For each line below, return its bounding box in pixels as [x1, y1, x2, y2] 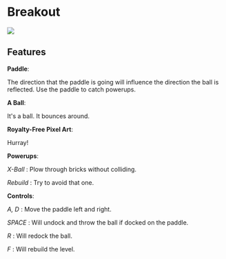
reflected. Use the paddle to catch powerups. [7, 85, 136, 93]
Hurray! [7, 138, 29, 146]
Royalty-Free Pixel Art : [7, 125, 74, 133]
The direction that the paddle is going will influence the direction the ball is [7, 78, 219, 86]
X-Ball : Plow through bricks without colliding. [7, 165, 136, 173]
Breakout [7, 4, 61, 20]
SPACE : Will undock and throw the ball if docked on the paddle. [7, 218, 189, 227]
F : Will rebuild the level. [7, 245, 75, 253]
